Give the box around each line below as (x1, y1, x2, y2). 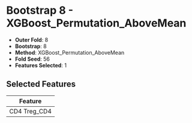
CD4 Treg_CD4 (9, 107, 52, 115)
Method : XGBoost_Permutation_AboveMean (14, 49, 125, 56)
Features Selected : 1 (14, 61, 67, 69)
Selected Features (6, 79, 76, 89)
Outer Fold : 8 (14, 36, 49, 43)
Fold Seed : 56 (14, 55, 50, 62)
